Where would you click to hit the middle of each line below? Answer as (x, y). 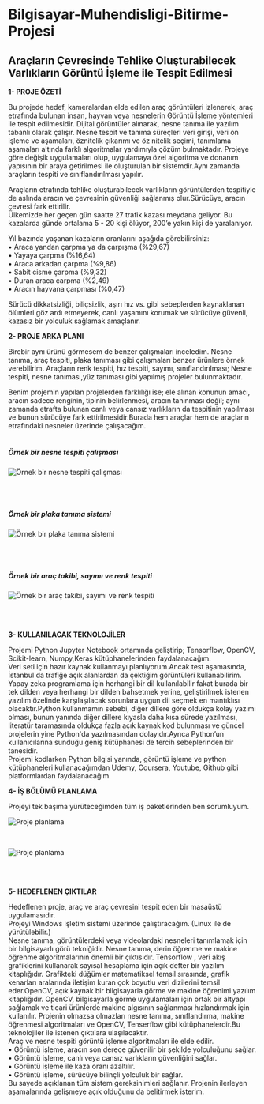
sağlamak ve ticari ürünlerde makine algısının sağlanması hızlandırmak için (129, 1007)
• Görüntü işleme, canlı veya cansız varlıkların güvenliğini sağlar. (113, 1057)
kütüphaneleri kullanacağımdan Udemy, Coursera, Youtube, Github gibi (123, 767)
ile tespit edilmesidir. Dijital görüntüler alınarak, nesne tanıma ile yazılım (123, 124)
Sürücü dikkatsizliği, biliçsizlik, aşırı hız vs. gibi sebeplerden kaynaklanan (126, 304)
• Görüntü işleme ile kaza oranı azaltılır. (72, 1066)
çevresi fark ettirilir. (39, 206)
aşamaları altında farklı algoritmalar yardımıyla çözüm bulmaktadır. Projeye (129, 149)
